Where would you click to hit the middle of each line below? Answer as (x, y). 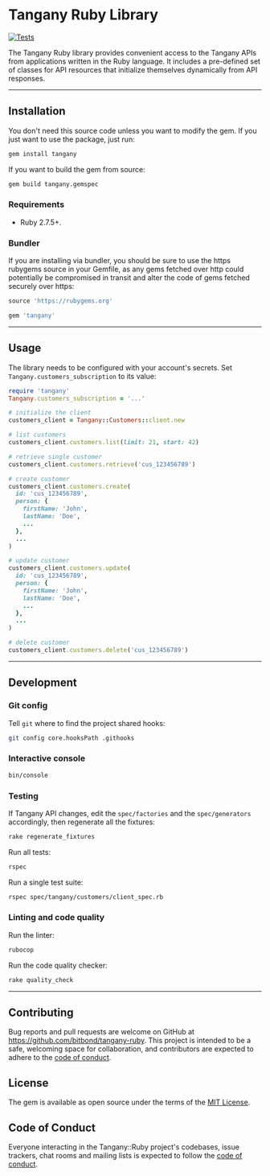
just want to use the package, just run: (72, 139)
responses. (27, 78)
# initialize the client (50, 413)
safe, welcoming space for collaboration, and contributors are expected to (131, 1049)
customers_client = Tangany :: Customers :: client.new (96, 420)
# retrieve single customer (55, 456)
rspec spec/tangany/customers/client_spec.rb (86, 897)
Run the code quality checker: (58, 965)
